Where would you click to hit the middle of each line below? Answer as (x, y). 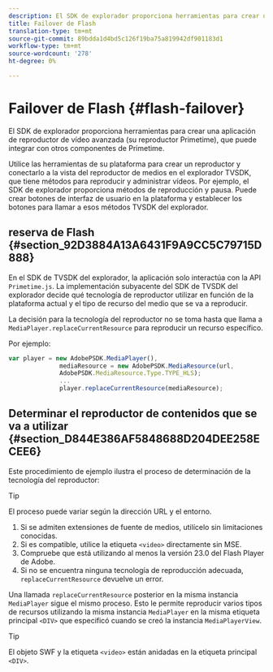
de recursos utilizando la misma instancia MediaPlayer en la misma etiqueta (134, 612)
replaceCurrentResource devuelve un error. (92, 579)
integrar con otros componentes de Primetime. (87, 148)
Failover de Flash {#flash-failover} (127, 108)
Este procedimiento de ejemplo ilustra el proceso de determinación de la (130, 471)
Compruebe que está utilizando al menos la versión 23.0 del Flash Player (142, 553)
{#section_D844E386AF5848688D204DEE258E (134, 439)
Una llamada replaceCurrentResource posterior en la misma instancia (123, 594)
